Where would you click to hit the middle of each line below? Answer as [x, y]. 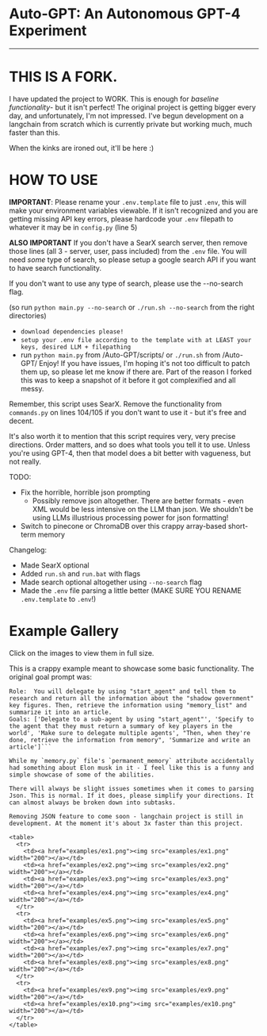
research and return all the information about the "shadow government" [132, 698]
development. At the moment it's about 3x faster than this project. [126, 823]
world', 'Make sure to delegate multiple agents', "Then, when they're [130, 733]
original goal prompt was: [51, 676]
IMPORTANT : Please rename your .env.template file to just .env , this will [128, 202]
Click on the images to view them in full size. [82, 653]
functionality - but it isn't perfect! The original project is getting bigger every [133, 107]
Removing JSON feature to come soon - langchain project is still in [126, 816]
